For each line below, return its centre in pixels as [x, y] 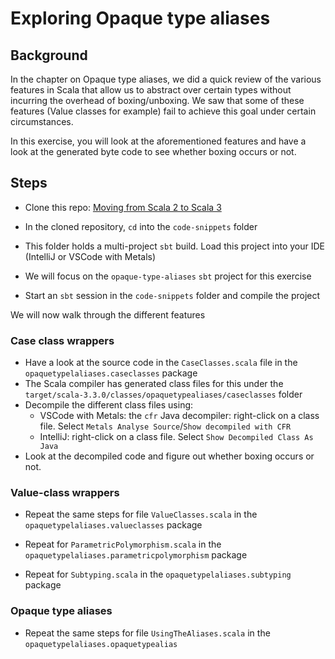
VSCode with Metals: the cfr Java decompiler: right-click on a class [179, 416]
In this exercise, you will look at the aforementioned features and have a [158, 141]
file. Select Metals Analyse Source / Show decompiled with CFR [165, 426]
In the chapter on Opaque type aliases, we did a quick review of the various [166, 79]
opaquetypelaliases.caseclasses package [111, 373]
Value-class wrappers [65, 493]
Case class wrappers [62, 340]
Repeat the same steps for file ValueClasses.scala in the [141, 514]
